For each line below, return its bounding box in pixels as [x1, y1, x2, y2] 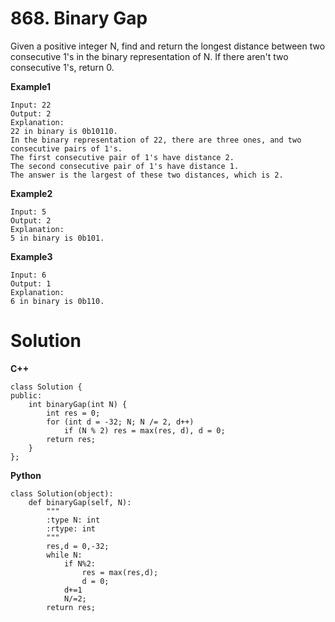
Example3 [10, 250, 53, 262]
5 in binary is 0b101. [10, 233, 105, 243]
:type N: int [46, 515, 101, 525]
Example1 [10, 80, 52, 92]
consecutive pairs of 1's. [10, 143, 123, 154]
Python [10, 469, 42, 481]
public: [10, 390, 43, 401]
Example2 [10, 187, 53, 199]
